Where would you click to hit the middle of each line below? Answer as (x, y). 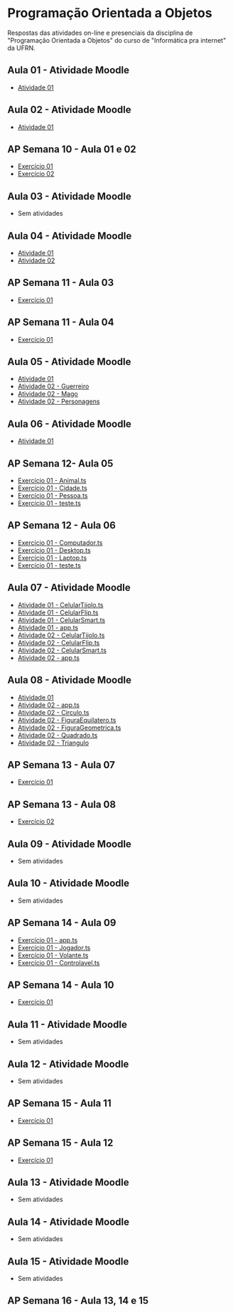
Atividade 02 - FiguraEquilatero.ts (67, 720)
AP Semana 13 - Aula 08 (61, 804)
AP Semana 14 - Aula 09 (62, 923)
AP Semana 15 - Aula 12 (60, 1143)
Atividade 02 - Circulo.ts (53, 712)
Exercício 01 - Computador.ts (60, 543)
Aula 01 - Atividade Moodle (69, 70)
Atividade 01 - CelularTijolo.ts (61, 605)
